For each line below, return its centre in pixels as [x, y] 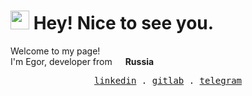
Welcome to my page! [55, 51]
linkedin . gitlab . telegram [168, 80]
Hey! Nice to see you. [124, 23]
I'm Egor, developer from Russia [82, 61]
